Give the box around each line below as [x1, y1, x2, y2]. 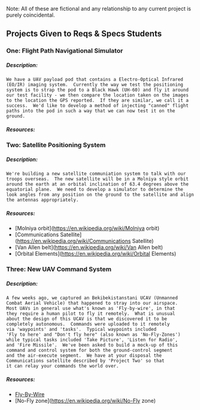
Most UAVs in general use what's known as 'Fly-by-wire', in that [6, 305, 175, 312]
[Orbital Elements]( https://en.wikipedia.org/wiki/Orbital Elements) [14, 250, 177, 257]
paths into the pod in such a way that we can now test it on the [6, 108, 175, 114]
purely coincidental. [6, 11, 55, 19]
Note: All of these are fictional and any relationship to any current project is [6, 5, 192, 12]
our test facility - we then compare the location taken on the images [6, 92, 189, 98]
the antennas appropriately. [6, 197, 79, 203]
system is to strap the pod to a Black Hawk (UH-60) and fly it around [6, 87, 189, 93]
